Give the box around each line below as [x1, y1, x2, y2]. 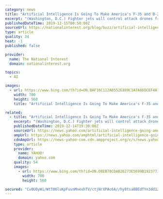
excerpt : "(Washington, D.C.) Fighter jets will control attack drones [5, 16, 153, 21]
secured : [5, 187, 23, 192]
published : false [5, 43, 40, 48]
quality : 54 [14, 160, 38, 165]
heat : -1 [5, 39, 23, 44]
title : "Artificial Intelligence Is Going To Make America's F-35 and [5, 12, 151, 17]
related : [5, 110, 23, 115]
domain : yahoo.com [17, 155, 55, 161]
